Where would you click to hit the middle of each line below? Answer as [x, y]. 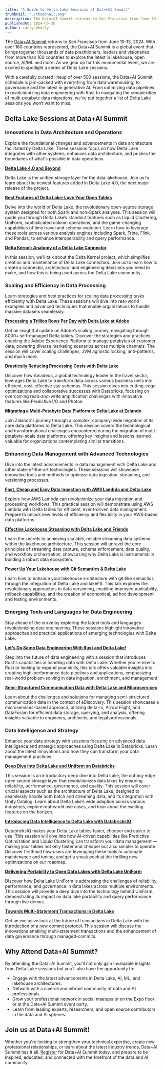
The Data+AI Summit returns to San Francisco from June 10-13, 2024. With [80, 42]
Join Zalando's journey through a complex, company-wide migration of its [79, 421]
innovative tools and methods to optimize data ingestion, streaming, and [78, 475]
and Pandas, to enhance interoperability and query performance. [70, 238]
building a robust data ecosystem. [39, 559]
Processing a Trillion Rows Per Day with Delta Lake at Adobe [67, 321]
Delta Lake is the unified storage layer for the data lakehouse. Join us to [77, 178]
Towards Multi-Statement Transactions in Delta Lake [60, 911]
